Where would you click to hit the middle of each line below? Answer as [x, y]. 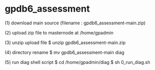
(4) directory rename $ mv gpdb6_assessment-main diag [64, 52]
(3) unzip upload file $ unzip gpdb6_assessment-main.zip [65, 42]
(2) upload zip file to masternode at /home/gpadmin [59, 32]
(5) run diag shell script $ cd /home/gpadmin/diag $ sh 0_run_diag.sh [77, 62]
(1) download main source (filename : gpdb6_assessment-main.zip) [75, 23]
